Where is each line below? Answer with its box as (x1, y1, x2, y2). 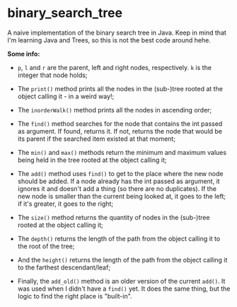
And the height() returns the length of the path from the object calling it (17, 255, 228, 264)
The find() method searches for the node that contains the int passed (17, 119, 223, 128)
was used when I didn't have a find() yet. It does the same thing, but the (17, 284, 231, 293)
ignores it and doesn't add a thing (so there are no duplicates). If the (17, 184, 217, 192)
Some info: (7, 50, 40, 58)
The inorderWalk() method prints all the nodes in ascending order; (17, 105, 212, 114)
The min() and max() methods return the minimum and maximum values (17, 148, 227, 156)
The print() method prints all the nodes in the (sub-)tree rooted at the (17, 84, 223, 93)
